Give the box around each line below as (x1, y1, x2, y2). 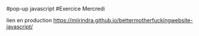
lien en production (6, 17, 52, 23)
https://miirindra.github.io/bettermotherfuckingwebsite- (52, 17, 194, 23)
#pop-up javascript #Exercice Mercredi (6, 5, 105, 12)
